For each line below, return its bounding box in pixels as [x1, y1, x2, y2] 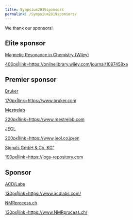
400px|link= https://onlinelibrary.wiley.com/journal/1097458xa [5, 61, 128, 67]
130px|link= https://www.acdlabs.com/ [5, 190, 82, 196]
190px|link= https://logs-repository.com [5, 154, 83, 160]
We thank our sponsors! [5, 25, 53, 31]
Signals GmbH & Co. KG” [5, 145, 55, 151]
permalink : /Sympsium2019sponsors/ [5, 12, 77, 17]
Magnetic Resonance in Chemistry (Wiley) [5, 52, 89, 58]
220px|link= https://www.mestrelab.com [5, 117, 85, 122]
